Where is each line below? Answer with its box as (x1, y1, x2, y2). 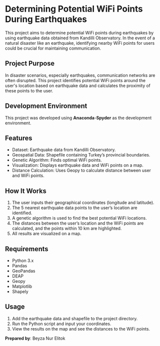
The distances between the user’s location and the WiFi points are (12, 220, 144, 226)
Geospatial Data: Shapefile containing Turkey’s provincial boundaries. (12, 152, 151, 158)
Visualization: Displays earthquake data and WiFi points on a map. (12, 162, 144, 168)
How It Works (5, 187, 47, 195)
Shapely (12, 289, 29, 294)
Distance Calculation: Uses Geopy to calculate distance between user (12, 168, 151, 173)
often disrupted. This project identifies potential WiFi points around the (5, 77, 146, 83)
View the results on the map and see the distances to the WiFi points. (12, 326, 150, 331)
